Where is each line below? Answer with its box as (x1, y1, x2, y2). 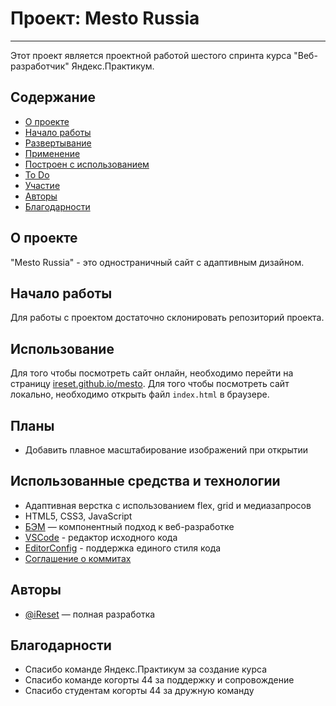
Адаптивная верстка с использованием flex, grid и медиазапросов (24, 499, 312, 511)
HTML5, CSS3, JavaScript (24, 510, 133, 522)
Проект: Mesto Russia (10, 7, 200, 30)
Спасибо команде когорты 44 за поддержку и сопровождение (24, 674, 295, 686)
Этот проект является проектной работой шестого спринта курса (10, 49, 292, 61)
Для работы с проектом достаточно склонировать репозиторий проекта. (10, 312, 325, 324)
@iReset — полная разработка (24, 608, 156, 620)
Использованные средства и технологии (10, 473, 281, 490)
